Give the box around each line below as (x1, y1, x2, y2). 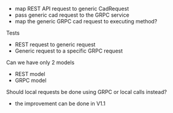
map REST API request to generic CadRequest (14, 5, 129, 12)
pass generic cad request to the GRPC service (14, 11, 130, 19)
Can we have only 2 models (6, 59, 75, 66)
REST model (14, 71, 45, 77)
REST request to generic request (14, 41, 96, 48)
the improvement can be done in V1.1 (14, 100, 106, 107)
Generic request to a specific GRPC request (14, 47, 123, 54)
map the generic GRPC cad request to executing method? (14, 18, 157, 25)
